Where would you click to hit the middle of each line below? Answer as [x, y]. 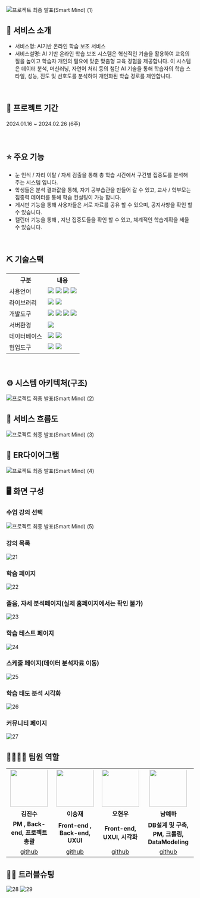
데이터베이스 [26, 336]
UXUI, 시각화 [121, 837]
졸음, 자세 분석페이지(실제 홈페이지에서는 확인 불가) [75, 603]
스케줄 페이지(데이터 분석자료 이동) [53, 663]
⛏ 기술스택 [25, 259]
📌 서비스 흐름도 [32, 419]
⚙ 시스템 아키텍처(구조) [47, 383]
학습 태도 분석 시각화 [34, 693]
